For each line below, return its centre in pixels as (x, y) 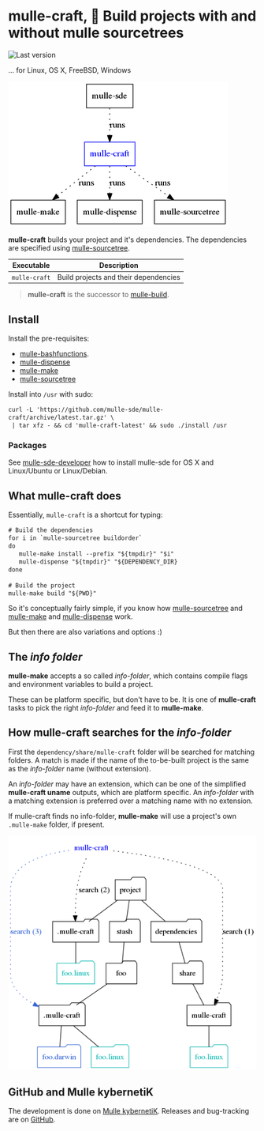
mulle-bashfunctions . (54, 354)
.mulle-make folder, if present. (56, 824)
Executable (31, 266)
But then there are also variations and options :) (86, 632)
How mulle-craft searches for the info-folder (120, 733)
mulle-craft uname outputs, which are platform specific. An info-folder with (131, 792)
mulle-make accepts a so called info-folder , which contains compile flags (128, 676)
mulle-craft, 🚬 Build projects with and (132, 16)
